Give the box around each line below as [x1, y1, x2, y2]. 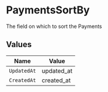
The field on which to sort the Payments [6, 23, 102, 30]
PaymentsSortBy [6, 3, 90, 17]
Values [6, 40, 32, 49]
